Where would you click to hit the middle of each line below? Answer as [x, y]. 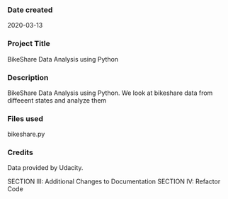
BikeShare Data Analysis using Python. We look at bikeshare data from [110, 93]
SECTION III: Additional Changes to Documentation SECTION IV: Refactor [114, 181]
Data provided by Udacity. [45, 168]
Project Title [29, 44]
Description [28, 77]
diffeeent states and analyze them [57, 100]
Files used [25, 118]
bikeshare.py [26, 134]
